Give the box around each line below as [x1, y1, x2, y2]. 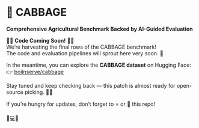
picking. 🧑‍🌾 [25, 88, 53, 96]
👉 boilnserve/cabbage [6, 68, 64, 75]
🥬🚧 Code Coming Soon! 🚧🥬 [6, 37, 75, 44]
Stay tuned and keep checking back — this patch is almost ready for [6, 82, 176, 89]
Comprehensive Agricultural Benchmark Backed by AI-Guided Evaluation [6, 25, 194, 32]
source [6, 88, 24, 96]
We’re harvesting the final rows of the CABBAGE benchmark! [6, 43, 156, 50]
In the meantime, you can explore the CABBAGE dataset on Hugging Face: [6, 61, 191, 69]
